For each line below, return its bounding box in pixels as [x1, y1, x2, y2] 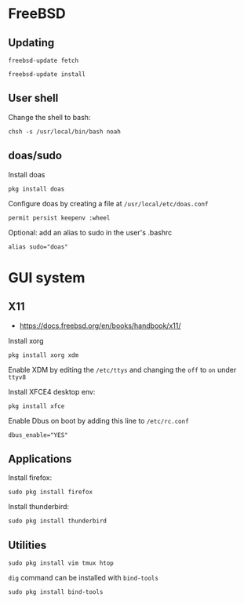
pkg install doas [8, 185, 65, 193]
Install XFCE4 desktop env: [8, 387, 96, 396]
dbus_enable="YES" [8, 431, 68, 439]
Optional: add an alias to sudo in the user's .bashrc [8, 227, 173, 237]
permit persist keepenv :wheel [8, 213, 111, 222]
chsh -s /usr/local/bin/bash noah [8, 127, 122, 136]
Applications [8, 453, 72, 466]
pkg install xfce [8, 402, 65, 410]
